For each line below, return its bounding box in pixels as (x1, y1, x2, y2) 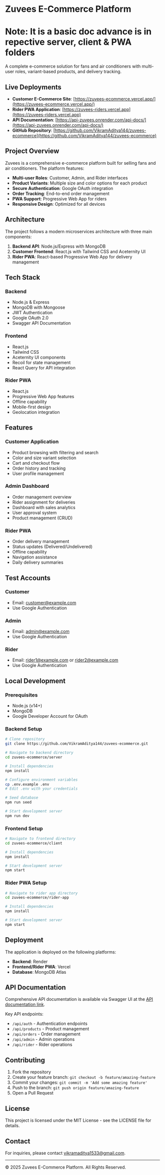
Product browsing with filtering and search (12, 449, 99, 455)
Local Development (5, 677, 66, 685)
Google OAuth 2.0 (12, 315, 49, 321)
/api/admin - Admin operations (12, 1036, 75, 1042)
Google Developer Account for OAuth (12, 713, 88, 719)
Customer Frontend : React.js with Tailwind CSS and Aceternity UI (12, 248, 146, 255)
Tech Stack (5, 273, 40, 282)
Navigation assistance (12, 554, 57, 560)
